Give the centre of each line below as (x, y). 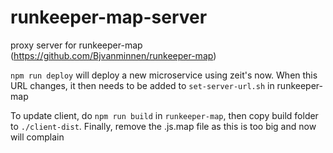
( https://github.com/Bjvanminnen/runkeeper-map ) (113, 55)
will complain (37, 137)
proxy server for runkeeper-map (76, 45)
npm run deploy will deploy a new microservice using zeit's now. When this (164, 75)
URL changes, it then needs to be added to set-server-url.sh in (142, 85)
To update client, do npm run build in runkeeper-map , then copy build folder (164, 115)
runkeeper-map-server (109, 17)
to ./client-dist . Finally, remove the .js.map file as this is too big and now (163, 126)
